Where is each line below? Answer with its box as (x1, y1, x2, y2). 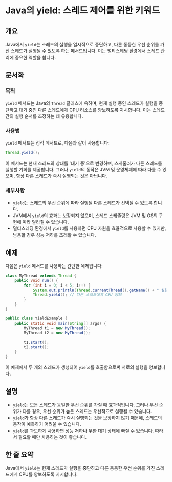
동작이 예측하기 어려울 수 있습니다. (12, 421, 81, 427)
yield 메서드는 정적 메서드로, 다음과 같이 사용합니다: (5, 139, 110, 146)
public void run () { (14, 278, 58, 283)
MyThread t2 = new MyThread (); (24, 330, 91, 335)
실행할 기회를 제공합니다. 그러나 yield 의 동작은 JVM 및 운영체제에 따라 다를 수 (5, 166, 161, 172)
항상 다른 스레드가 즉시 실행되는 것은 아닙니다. (16, 173, 107, 179)
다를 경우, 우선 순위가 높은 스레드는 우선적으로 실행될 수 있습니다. (22, 408, 152, 414)
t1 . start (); (24, 340, 50, 345)
